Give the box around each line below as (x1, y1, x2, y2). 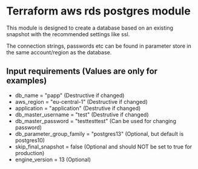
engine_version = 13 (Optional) (15, 156, 91, 163)
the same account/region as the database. (6, 48, 112, 56)
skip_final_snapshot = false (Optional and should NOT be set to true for (15, 143, 193, 150)
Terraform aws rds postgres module (6, 4, 191, 18)
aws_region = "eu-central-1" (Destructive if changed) (15, 98, 148, 105)
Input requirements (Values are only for (6, 66, 158, 77)
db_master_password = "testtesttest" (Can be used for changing (15, 117, 177, 124)
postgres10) (15, 136, 45, 144)
